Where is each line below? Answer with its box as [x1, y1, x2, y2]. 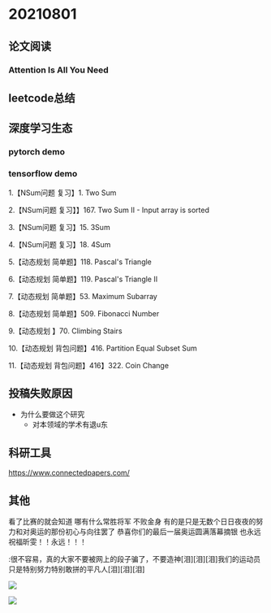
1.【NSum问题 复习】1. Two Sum [8, 188, 117, 198]
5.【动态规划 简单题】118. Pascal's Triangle [8, 257, 153, 267]
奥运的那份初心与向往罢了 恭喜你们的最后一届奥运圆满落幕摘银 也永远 [29, 526, 261, 537]
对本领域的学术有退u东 [32, 420, 108, 429]
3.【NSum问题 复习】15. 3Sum [8, 222, 111, 232]
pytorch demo [8, 146, 65, 158]
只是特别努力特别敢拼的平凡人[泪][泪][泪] [8, 564, 145, 574]
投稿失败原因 [8, 386, 73, 400]
